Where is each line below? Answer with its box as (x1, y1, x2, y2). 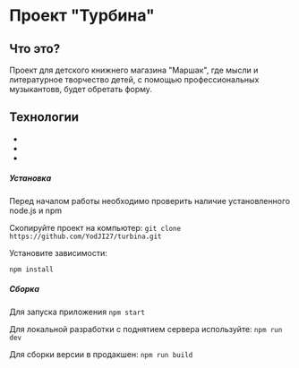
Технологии (9, 109, 79, 125)
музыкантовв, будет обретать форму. (9, 84, 152, 94)
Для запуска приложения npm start (9, 306, 146, 317)
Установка (9, 173, 52, 184)
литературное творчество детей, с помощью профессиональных (9, 74, 260, 85)
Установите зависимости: (9, 247, 107, 258)
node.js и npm (9, 205, 63, 216)
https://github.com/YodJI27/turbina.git (9, 232, 163, 241)
